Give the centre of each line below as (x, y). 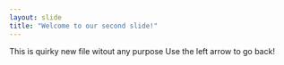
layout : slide (36, 17)
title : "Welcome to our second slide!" (84, 26)
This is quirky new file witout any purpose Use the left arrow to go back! (142, 51)
